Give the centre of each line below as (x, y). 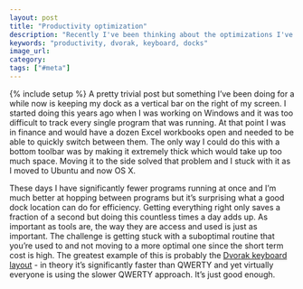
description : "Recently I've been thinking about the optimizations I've (151, 34)
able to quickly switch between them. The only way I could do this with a (145, 142)
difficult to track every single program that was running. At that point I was (148, 122)
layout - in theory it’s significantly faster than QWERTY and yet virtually (142, 265)
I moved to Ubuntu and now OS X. (73, 170)
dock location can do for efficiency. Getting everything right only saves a (145, 207)
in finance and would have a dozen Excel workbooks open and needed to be (151, 132)
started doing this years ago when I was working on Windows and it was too (151, 113)
